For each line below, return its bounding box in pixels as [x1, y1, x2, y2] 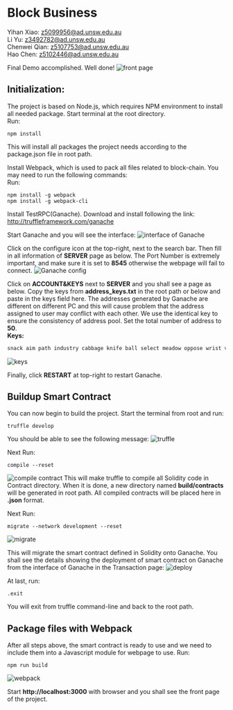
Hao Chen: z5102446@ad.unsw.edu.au [7, 50, 119, 58]
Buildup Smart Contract [7, 391, 112, 403]
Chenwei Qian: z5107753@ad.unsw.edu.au [7, 42, 130, 51]
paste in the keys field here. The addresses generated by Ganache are [7, 294, 209, 303]
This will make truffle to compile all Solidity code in [64, 474, 209, 482]
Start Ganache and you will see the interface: [7, 231, 137, 239]
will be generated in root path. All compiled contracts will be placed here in [7, 488, 221, 497]
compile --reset [7, 462, 54, 469]
